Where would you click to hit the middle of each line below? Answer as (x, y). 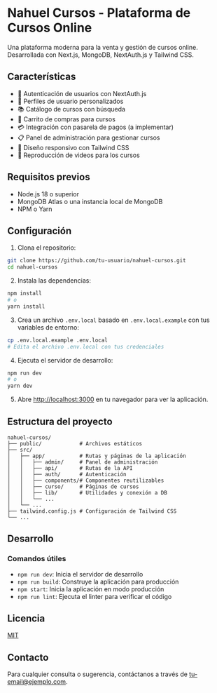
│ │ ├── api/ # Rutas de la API (70, 468)
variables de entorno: (48, 327)
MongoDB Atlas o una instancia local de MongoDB (90, 201)
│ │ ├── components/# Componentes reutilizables (86, 480)
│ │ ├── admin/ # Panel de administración (83, 462)
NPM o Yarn (35, 209)
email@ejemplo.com (37, 682)
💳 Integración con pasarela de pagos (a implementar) (95, 127)
